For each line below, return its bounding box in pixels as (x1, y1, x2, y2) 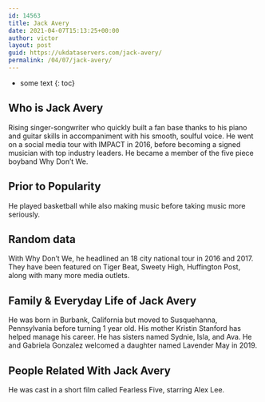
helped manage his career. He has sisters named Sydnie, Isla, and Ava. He (8, 332, 253, 342)
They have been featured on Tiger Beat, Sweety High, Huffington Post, (8, 262, 241, 272)
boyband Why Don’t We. (8, 157, 89, 166)
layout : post (8, 42, 52, 50)
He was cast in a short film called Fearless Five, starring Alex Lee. (8, 384, 225, 394)
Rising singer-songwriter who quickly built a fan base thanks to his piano (8, 122, 247, 132)
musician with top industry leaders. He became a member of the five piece (8, 148, 254, 157)
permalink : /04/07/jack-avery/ (8, 57, 113, 65)
